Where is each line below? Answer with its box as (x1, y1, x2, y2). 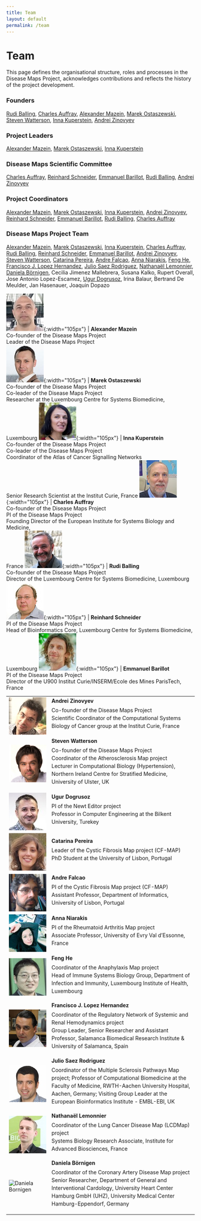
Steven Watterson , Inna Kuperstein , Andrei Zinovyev (6, 116, 135, 123)
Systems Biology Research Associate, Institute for (51, 1137, 174, 1144)
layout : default (6, 16, 47, 22)
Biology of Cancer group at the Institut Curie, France (51, 723, 180, 730)
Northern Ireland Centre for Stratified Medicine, (51, 770, 168, 777)
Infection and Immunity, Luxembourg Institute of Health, (51, 980, 188, 987)
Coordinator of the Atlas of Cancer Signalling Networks (6, 453, 142, 461)
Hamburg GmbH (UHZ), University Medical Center (51, 1192, 175, 1199)
